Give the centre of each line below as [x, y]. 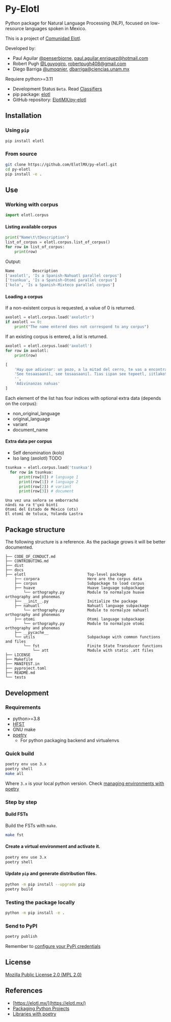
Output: [13, 262]
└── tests [16, 677]
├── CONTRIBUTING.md [27, 561]
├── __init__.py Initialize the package [76, 601]
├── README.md [20, 673]
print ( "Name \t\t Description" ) [37, 237]
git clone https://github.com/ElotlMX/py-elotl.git [61, 164]
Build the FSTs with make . [31, 825]
